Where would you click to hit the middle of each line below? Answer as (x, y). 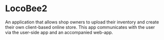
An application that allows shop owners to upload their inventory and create (82, 22)
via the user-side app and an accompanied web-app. (59, 32)
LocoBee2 (26, 9)
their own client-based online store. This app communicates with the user (80, 27)
